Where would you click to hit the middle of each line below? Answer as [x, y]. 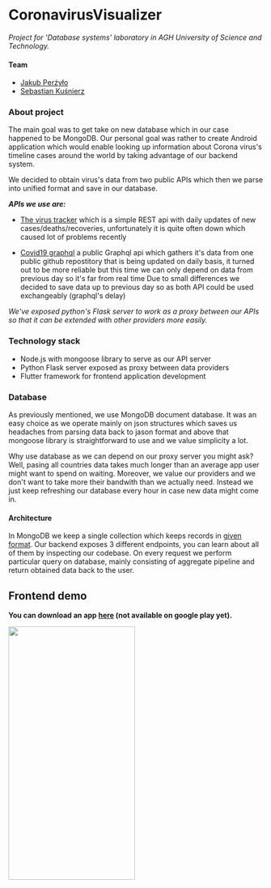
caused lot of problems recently [73, 237]
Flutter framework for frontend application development [113, 376]
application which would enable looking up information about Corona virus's [135, 147]
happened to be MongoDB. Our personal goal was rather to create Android [133, 139]
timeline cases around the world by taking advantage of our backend [123, 156]
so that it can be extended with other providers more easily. [108, 320]
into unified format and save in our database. [83, 189]
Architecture [30, 518]
